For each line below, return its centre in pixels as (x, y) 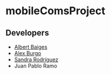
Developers (27, 33)
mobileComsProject (56, 11)
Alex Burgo (28, 53)
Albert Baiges (31, 47)
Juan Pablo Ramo (36, 66)
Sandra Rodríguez (36, 59)
